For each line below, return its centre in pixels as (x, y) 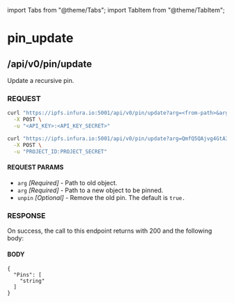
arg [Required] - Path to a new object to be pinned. (90, 190)
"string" (32, 281)
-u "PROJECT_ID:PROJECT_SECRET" (61, 151)
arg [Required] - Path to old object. (67, 182)
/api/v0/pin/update (50, 64)
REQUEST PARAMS (36, 167)
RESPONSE (26, 215)
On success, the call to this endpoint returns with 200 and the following (110, 231)
